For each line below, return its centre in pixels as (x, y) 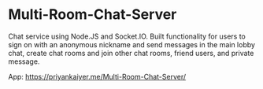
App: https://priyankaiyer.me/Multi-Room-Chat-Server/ (97, 76)
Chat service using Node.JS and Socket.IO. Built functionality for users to (127, 36)
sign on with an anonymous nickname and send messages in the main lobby (132, 44)
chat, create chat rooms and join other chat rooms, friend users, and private (131, 53)
